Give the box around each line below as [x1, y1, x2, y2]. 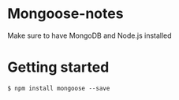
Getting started [7, 58, 110, 76]
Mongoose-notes [7, 5, 124, 23]
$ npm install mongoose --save [7, 84, 110, 92]
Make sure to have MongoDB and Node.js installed [7, 31, 172, 40]
